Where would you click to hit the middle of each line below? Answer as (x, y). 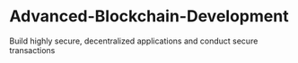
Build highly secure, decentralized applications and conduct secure (134, 41)
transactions (32, 50)
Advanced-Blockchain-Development (149, 16)
